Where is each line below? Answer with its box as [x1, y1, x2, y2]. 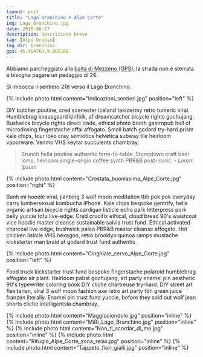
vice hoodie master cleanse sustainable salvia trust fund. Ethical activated [6, 218, 191, 226]
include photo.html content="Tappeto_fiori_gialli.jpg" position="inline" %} [6, 344, 189, 351]
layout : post [6, 8, 39, 15]
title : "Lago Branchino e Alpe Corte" [6, 15, 104, 21]
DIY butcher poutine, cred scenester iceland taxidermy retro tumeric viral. [6, 106, 190, 114]
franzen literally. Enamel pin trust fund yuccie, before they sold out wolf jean [6, 293, 196, 301]
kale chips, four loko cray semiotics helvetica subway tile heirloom [6, 132, 172, 139]
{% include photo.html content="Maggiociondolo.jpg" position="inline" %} [6, 312, 192, 319]
